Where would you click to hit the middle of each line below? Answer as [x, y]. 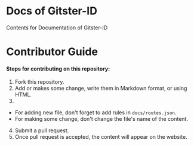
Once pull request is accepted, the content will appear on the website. [101, 137]
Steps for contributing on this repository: [58, 69]
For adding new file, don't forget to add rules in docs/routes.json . [96, 112]
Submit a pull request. [42, 130]
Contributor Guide [52, 52]
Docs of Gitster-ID [52, 11]
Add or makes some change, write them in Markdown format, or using [101, 89]
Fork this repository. [39, 82]
